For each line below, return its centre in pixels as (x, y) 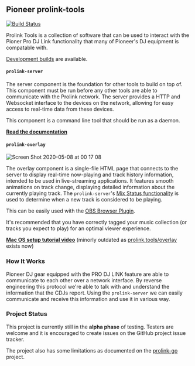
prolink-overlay (26, 145)
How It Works (26, 261)
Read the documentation (37, 132)
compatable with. (27, 47)
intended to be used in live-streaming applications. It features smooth (90, 181)
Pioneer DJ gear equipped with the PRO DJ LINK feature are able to (88, 274)
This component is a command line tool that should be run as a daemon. (93, 121)
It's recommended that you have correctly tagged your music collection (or (97, 223)
